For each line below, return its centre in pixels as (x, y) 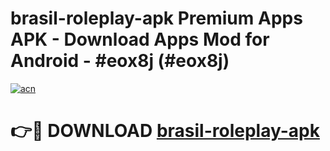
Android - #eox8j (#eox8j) (120, 61)
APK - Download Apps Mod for (140, 39)
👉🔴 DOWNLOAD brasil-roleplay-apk (165, 131)
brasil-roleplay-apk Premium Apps (156, 18)
